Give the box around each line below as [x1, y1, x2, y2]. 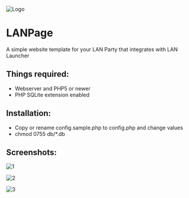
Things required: [6, 69, 69, 79]
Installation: [6, 108, 52, 118]
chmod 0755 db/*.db [14, 130, 65, 137]
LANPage [6, 27, 53, 40]
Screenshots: [6, 147, 57, 157]
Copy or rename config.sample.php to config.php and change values [14, 124, 184, 131]
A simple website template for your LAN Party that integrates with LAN [6, 46, 178, 53]
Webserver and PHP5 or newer [14, 85, 91, 92]
